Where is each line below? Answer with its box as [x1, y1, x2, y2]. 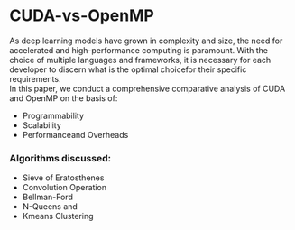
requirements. [9, 73, 61, 84]
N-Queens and [22, 201, 78, 212]
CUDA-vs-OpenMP [9, 5, 155, 26]
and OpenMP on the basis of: [9, 92, 118, 104]
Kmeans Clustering [22, 211, 94, 222]
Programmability [22, 110, 84, 121]
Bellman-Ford [22, 191, 74, 203]
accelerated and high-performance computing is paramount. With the [9, 44, 269, 55]
